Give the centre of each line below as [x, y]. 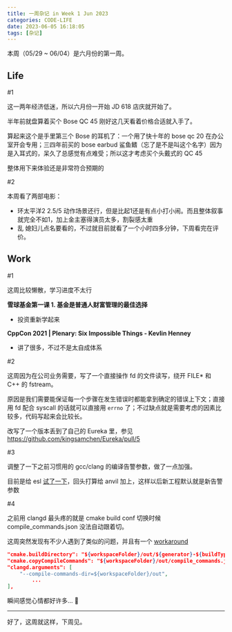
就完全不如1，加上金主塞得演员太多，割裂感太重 [85, 219]
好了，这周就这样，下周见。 [47, 622]
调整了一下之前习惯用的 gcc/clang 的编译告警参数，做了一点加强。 [102, 466]
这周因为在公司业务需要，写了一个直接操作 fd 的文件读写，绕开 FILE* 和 [109, 375]
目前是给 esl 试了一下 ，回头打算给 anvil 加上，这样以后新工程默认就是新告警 [115, 481]
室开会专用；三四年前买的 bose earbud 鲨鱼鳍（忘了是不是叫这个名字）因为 [115, 145]
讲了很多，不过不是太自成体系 [59, 347]
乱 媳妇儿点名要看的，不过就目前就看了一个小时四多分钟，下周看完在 [115, 228]
